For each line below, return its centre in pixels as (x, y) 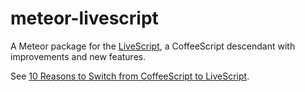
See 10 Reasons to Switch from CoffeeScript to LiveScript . (130, 76)
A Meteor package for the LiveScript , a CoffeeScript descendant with (153, 46)
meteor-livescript (84, 18)
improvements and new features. (78, 56)
